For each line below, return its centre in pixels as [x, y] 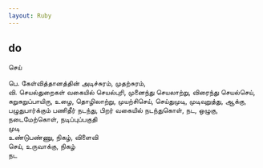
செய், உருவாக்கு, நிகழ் [42, 146]
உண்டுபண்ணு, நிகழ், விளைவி [53, 138]
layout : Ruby [30, 16]
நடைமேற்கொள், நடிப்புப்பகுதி [53, 119]
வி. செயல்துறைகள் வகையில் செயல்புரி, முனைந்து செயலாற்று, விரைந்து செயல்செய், [132, 92]
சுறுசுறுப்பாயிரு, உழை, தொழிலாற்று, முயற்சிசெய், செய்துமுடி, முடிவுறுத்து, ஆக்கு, [127, 102]
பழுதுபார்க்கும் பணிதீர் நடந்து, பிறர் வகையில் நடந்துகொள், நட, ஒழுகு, [113, 110]
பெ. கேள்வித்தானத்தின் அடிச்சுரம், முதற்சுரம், [77, 83]
